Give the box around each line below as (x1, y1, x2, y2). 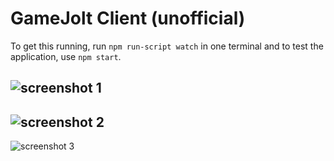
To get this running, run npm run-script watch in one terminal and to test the (10, 40, 324, 52)
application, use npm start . (10, 50, 122, 62)
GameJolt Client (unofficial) (10, 7, 246, 30)
